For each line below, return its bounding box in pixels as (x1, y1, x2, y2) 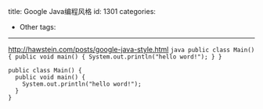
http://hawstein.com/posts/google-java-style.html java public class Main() (8, 45, 255, 54)
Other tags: (19, 23, 56, 31)
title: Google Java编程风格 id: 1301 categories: (8, 7, 157, 16)
